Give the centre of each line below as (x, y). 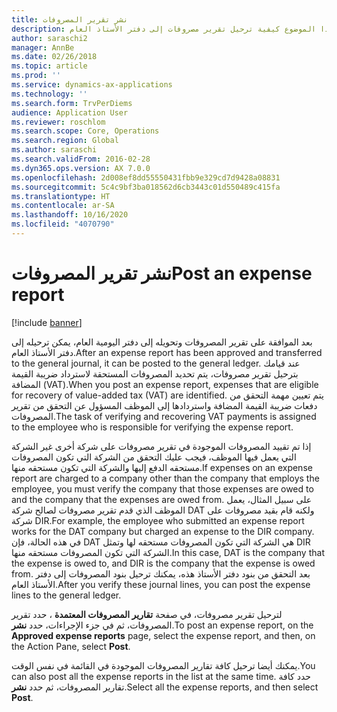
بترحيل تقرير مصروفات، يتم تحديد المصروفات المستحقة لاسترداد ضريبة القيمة (155, 373)
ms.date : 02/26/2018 (54, 57)
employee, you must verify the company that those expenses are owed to (162, 488)
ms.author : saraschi (54, 150)
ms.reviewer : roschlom (58, 122)
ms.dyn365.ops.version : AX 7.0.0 (81, 168)
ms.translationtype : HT (61, 196)
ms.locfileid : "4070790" (63, 224)
